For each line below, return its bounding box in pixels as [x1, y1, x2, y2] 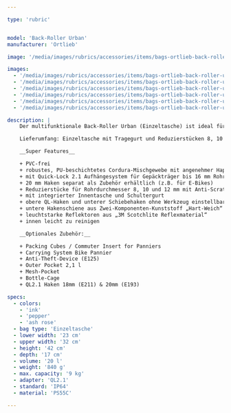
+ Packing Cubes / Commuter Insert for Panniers [19, 242, 162, 250]
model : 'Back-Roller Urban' [7, 34, 88, 41]
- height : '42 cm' [13, 345, 67, 352]
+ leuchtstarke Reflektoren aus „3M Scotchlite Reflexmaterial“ [19, 211, 208, 218]
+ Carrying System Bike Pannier [19, 249, 112, 256]
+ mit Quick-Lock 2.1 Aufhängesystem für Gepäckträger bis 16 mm [19, 173, 211, 180]
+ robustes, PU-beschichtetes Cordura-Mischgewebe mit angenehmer [19, 167, 214, 173]
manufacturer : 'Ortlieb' [7, 41, 78, 48]
